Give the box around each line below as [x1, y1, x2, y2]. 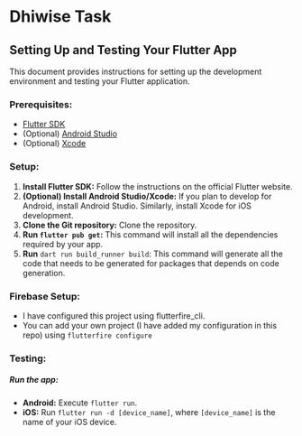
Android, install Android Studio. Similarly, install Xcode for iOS [22, 200, 252, 211]
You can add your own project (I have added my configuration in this [22, 320, 278, 330]
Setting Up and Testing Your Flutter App [9, 42, 237, 58]
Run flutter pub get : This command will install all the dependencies [22, 228, 279, 240]
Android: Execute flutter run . [22, 397, 138, 408]
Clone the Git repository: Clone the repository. [22, 219, 197, 230]
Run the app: [9, 375, 59, 385]
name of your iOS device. [22, 416, 117, 427]
